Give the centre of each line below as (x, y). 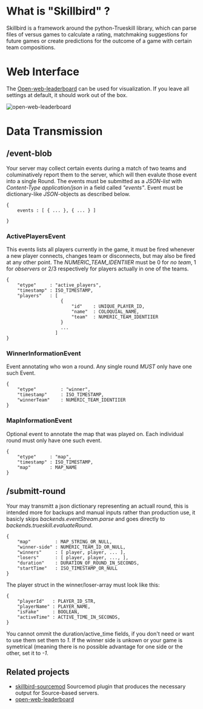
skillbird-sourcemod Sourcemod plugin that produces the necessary (100, 687)
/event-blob (29, 154)
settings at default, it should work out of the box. (67, 95)
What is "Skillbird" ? (58, 11)
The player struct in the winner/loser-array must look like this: (83, 585)
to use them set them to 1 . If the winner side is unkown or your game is (95, 640)
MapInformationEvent (39, 421)
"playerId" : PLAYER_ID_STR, (57, 601)
